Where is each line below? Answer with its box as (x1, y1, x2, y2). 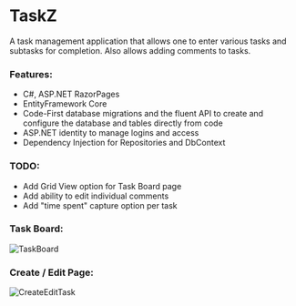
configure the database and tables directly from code (22, 117, 223, 128)
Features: (9, 67, 53, 80)
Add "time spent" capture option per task (22, 199, 178, 210)
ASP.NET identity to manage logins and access (22, 127, 199, 138)
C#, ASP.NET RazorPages (22, 88, 120, 100)
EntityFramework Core (22, 98, 107, 109)
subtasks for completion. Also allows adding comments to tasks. (9, 45, 251, 56)
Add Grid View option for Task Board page (22, 180, 182, 191)
